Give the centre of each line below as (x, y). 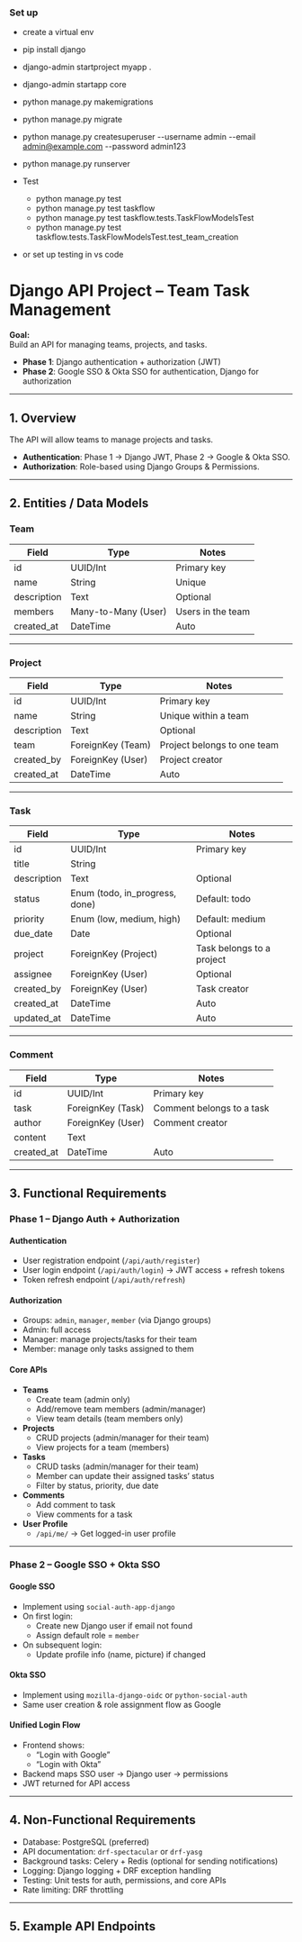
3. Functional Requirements (88, 1194)
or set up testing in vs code (73, 255)
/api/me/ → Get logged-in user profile (106, 1533)
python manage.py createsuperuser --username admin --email (139, 137)
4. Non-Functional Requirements (102, 1820)
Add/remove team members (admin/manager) (121, 1409)
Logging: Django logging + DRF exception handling (116, 1870)
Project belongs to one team (219, 745)
